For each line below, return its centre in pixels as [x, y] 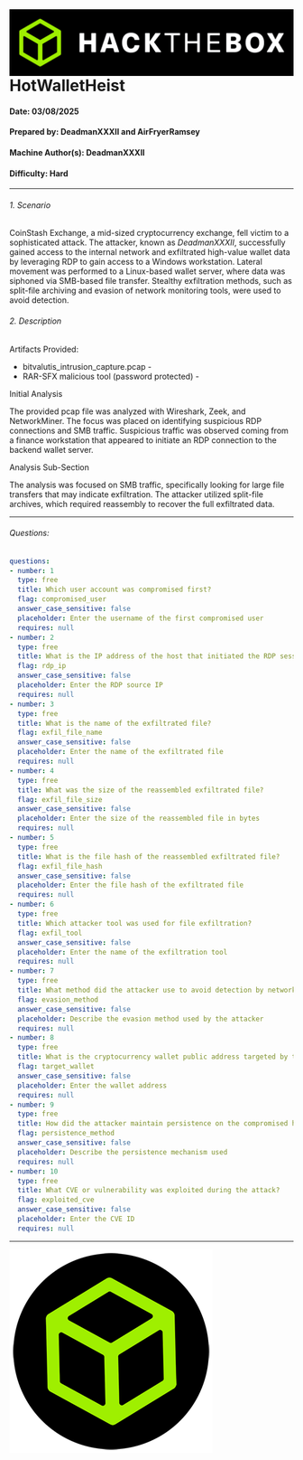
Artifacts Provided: [44, 349]
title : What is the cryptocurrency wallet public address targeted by [153, 1057]
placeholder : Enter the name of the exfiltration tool [123, 952]
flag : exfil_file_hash [60, 866]
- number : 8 [32, 1038]
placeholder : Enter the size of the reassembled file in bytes [138, 819]
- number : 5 [32, 838]
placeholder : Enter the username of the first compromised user [141, 618]
